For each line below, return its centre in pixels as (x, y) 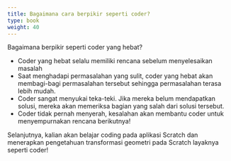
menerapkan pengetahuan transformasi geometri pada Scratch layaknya (113, 143)
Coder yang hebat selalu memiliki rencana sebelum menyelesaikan (115, 61)
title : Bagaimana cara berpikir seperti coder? (79, 14)
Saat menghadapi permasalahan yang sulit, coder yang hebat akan (115, 76)
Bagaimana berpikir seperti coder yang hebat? (75, 48)
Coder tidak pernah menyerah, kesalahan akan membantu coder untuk (121, 113)
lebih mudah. (36, 91)
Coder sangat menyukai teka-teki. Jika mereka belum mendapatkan (117, 99)
